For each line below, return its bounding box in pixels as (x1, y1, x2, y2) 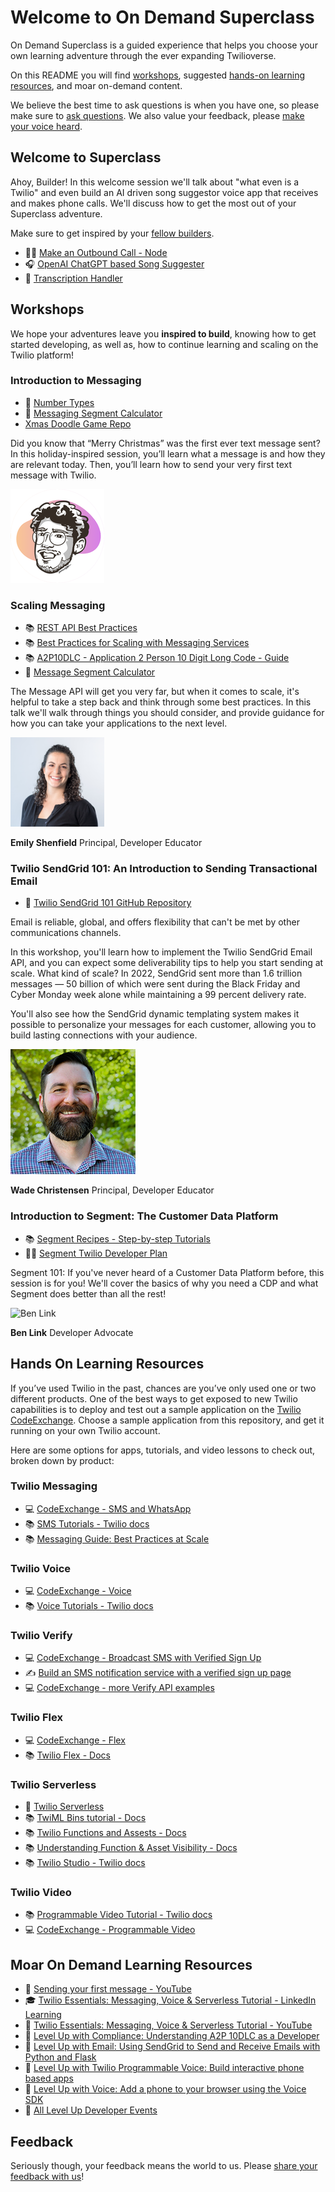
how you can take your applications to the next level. (10, 717, 228, 730)
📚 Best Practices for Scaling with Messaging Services (24, 637, 250, 649)
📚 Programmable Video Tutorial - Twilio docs (24, 1909, 213, 1921)
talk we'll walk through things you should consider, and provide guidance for (10, 707, 325, 719)
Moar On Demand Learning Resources (10, 1956, 253, 1973)
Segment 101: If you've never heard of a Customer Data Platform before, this (10, 1266, 325, 1278)
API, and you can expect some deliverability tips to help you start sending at (10, 957, 324, 969)
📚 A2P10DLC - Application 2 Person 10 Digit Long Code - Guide (24, 652, 290, 664)
